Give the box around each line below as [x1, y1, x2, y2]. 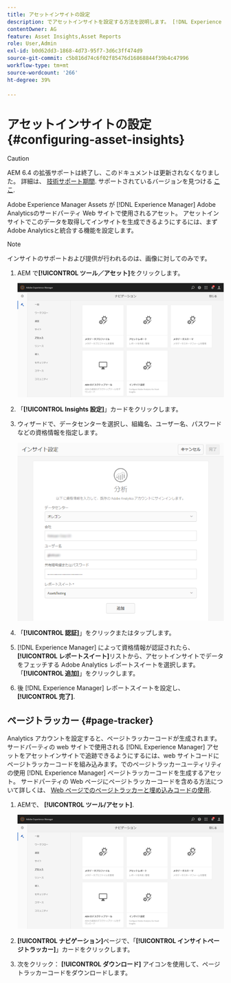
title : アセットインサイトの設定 [7, 11, 91, 18]
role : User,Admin [7, 40, 57, 48]
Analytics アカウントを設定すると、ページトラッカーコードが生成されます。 [7, 734, 221, 742]
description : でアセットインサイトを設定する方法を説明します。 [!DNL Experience [7, 18, 222, 26]
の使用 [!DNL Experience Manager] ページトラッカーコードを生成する [7, 769, 204, 777]
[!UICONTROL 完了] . [16, 693, 76, 701]
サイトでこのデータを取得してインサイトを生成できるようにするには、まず [7, 218, 218, 226]
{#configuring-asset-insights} [7, 132, 186, 148]
